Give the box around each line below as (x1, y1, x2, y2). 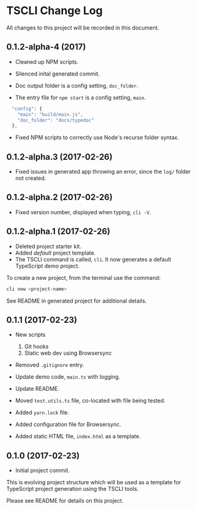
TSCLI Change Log (6, 4, 103, 18)
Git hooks (24, 343, 49, 350)
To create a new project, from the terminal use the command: (6, 274, 161, 281)
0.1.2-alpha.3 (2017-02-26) (6, 152, 113, 162)
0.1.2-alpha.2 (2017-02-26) (6, 192, 113, 203)
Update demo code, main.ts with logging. (15, 373, 121, 381)
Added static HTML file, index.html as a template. (15, 433, 141, 440)
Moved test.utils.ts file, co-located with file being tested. (15, 397, 166, 404)
